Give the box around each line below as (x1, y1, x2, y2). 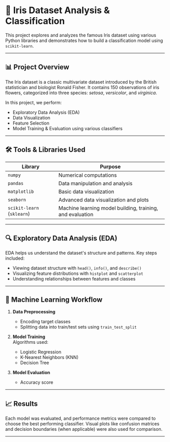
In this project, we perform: (5, 99, 62, 105)
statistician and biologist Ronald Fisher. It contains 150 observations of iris (5, 84, 159, 90)
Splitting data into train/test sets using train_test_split (20, 324, 137, 330)
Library (22, 163, 39, 170)
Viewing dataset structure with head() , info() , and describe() (12, 265, 142, 271)
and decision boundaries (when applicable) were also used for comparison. (5, 426, 163, 432)
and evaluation (58, 211, 94, 218)
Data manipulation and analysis (58, 180, 133, 187)
